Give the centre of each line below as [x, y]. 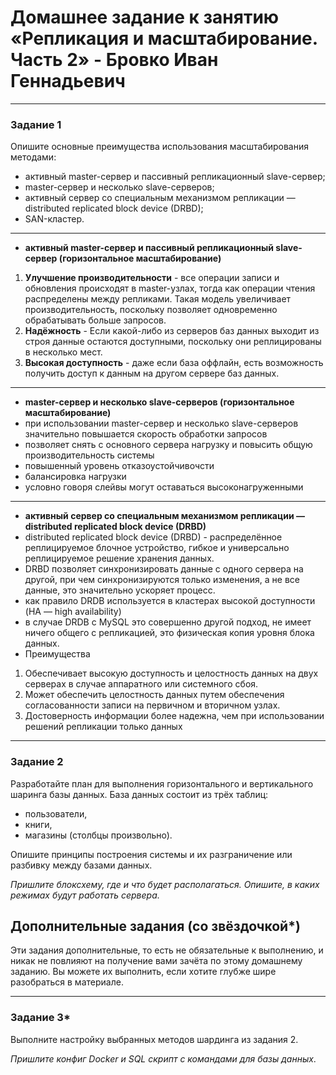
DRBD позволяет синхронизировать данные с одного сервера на [164, 569]
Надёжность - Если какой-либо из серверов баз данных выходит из [172, 331]
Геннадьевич [68, 81]
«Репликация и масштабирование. [164, 38]
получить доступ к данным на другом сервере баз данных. [152, 373]
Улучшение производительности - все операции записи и [152, 278]
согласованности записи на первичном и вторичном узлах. [152, 705]
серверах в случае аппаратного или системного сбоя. [141, 684]
